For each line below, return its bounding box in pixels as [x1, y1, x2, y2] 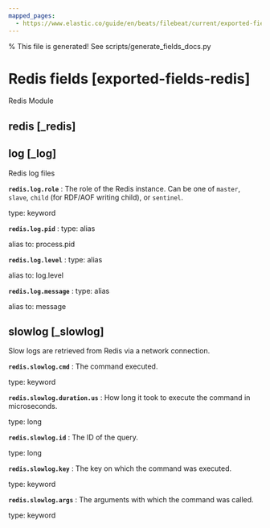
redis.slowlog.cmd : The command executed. [8, 361, 158, 371]
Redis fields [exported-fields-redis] [8, 69, 251, 88]
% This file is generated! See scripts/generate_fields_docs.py [8, 41, 211, 51]
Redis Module [8, 96, 54, 105]
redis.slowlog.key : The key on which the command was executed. [8, 464, 232, 473]
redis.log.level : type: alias [8, 254, 103, 264]
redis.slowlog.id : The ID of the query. [8, 432, 138, 443]
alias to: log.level [8, 270, 64, 280]
